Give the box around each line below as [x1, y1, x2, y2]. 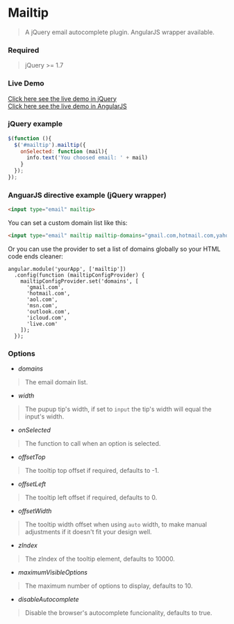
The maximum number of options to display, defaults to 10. [24, 582, 193, 590]
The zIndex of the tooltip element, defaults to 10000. [24, 555, 176, 563]
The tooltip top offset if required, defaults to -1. [24, 467, 159, 475]
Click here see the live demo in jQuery [8, 94, 117, 102]
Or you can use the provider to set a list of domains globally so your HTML [8, 245, 221, 253]
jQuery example [8, 119, 63, 129]
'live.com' [26, 320, 58, 327]
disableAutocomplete [17, 595, 79, 604]
